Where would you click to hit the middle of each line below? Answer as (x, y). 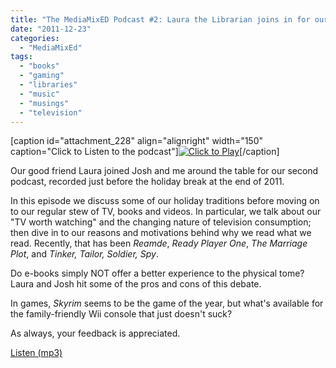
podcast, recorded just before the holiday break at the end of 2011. (147, 182)
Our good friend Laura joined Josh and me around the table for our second (164, 171)
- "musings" (44, 103)
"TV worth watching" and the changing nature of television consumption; (161, 222)
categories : (35, 38)
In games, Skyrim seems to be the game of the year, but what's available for (167, 303)
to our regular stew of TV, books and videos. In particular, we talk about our (166, 212)
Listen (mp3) (36, 353)
